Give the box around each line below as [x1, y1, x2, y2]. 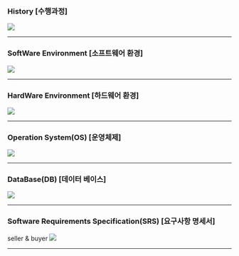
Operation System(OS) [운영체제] [7, 132, 122, 142]
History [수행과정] [7, 6, 68, 16]
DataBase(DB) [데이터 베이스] [7, 175, 107, 185]
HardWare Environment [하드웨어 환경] [7, 91, 139, 101]
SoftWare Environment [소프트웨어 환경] [7, 48, 144, 58]
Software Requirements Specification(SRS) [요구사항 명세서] [7, 216, 216, 226]
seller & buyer [7, 234, 48, 242]
